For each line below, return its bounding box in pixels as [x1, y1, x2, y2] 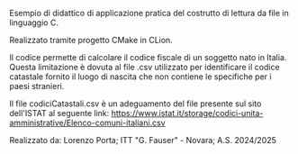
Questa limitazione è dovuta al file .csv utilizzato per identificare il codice [9, 62, 281, 72]
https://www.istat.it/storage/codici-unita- [111, 108, 264, 118]
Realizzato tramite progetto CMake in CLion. [9, 35, 173, 45]
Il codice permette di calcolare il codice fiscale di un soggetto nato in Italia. [9, 52, 287, 62]
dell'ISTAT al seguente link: [9, 108, 110, 118]
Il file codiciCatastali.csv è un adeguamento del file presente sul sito [9, 98, 262, 109]
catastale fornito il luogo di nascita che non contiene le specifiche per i [9, 71, 272, 82]
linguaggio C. [9, 17, 59, 28]
